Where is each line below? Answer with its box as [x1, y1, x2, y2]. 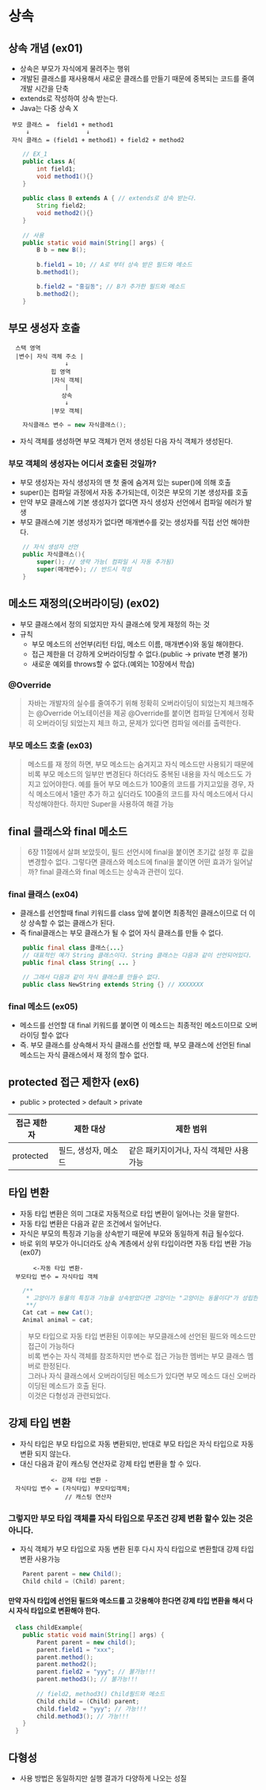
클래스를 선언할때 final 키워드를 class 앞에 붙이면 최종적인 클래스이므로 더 [19, 908, 247, 918]
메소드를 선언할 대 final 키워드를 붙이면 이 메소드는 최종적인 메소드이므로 [19, 1021, 243, 1030]
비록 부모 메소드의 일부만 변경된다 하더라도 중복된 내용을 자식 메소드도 [27, 769, 244, 779]
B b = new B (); [36, 246, 87, 254]
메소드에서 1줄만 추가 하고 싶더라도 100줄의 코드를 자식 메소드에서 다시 [36, 789, 253, 799]
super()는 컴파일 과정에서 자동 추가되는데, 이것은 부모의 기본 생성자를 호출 [19, 487, 249, 497]
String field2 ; [36, 202, 87, 210]
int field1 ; [36, 164, 77, 173]
